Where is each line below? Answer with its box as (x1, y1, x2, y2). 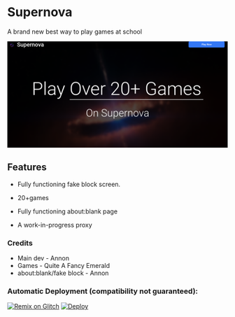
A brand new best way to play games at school (7, 27, 142, 36)
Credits (7, 238, 33, 248)
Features (7, 162, 47, 174)
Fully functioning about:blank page (17, 207, 117, 216)
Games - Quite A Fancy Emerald (17, 262, 111, 270)
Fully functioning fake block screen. (17, 180, 121, 188)
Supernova (7, 4, 73, 20)
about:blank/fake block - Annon (17, 269, 109, 277)
